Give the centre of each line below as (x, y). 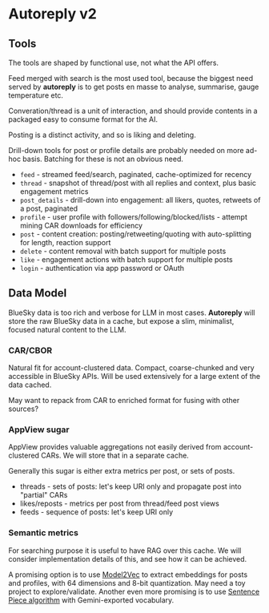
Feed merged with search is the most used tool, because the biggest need (131, 78)
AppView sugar (39, 430)
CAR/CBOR (30, 350)
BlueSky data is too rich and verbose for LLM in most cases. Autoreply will (132, 313)
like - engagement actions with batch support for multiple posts (126, 260)
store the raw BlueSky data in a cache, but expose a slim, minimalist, (121, 321)
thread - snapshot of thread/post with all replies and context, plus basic (138, 183)
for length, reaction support (65, 242)
